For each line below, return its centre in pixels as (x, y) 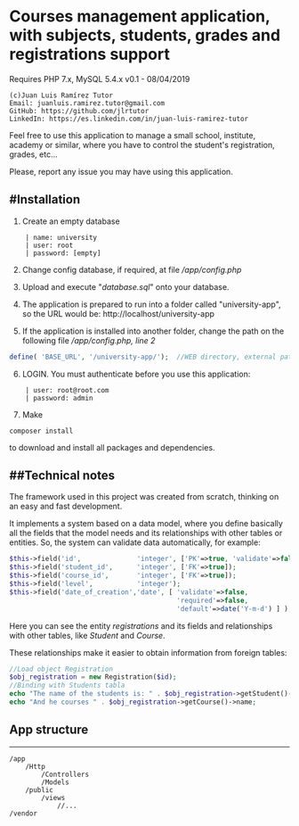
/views (53, 797)
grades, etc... (33, 154)
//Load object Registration (61, 669)
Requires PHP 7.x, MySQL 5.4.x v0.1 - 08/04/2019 (100, 78)
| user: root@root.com (67, 390)
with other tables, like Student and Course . (88, 635)
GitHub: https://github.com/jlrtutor (79, 111)
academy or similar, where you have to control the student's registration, (142, 145)
